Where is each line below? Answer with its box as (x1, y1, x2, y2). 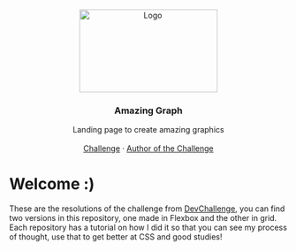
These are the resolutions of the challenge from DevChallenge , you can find (9, 203, 285, 214)
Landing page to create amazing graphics (72, 125, 224, 135)
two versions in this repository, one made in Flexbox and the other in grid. (9, 213, 277, 224)
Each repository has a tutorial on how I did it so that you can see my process (9, 222, 287, 233)
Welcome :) (9, 174, 95, 194)
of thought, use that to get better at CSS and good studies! (9, 232, 223, 242)
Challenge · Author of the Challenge (83, 143, 214, 154)
